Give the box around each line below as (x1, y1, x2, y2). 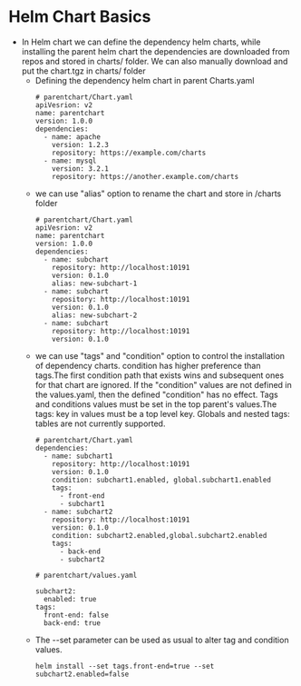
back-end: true (43, 618, 102, 628)
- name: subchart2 (43, 507, 113, 516)
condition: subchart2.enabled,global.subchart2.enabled (52, 531, 267, 540)
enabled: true (43, 594, 97, 603)
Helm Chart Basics (8, 6, 151, 27)
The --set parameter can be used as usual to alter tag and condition (34, 634, 289, 645)
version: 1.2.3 (52, 140, 110, 149)
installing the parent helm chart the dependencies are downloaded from (21, 45, 290, 56)
